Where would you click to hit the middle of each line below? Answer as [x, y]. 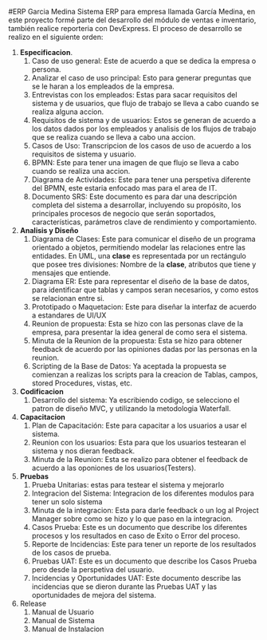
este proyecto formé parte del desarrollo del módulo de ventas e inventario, [132, 20]
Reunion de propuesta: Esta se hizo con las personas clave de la [137, 324]
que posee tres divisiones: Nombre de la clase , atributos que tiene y [144, 264]
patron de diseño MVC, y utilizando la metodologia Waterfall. [131, 409]
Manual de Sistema [63, 620]
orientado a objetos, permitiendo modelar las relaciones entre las [138, 247]
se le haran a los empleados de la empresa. [103, 86]
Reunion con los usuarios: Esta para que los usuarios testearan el [139, 442]
